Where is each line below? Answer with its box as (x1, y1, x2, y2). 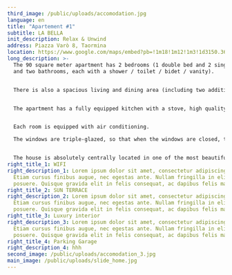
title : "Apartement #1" (7, 23, 76, 30)
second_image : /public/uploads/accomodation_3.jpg (7, 251, 156, 258)
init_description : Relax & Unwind (7, 36, 107, 43)
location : (7, 49, 36, 56)
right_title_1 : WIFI (7, 161, 67, 168)
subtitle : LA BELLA (7, 29, 64, 37)
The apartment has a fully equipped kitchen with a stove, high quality (13, 105, 227, 112)
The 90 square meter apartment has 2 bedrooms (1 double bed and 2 (13, 61, 212, 68)
